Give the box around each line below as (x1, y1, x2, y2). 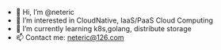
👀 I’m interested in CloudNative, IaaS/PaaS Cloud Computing (15, 16, 214, 25)
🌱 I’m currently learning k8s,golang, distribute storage (15, 24, 192, 33)
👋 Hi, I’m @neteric (15, 8, 75, 16)
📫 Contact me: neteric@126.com (15, 33, 124, 42)
